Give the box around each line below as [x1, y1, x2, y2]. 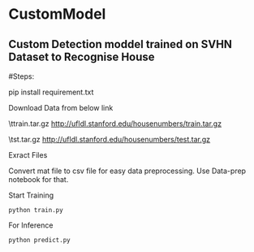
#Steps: [8, 72, 35, 81]
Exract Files [8, 150, 48, 159]
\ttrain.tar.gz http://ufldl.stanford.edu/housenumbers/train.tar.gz [8, 119, 222, 128]
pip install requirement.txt [8, 87, 94, 97]
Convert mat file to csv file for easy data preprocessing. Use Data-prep [8, 166, 246, 176]
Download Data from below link [8, 103, 114, 112]
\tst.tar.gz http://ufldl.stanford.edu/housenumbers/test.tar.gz [8, 135, 211, 144]
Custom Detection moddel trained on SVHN [8, 37, 233, 51]
